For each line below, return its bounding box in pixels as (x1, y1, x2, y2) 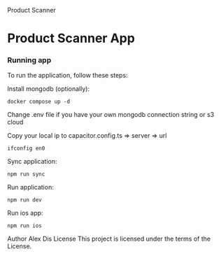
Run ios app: (7, 209, 43, 218)
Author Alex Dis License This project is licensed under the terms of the (7, 234, 211, 243)
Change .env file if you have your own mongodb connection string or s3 (7, 111, 215, 119)
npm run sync (7, 171, 45, 178)
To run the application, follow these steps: (7, 71, 128, 80)
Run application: (7, 183, 54, 192)
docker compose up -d (7, 98, 71, 106)
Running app (7, 55, 52, 65)
